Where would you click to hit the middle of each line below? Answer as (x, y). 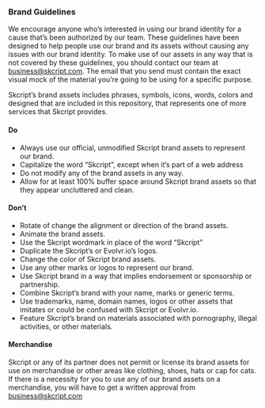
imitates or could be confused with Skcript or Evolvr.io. (109, 309)
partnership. (40, 284)
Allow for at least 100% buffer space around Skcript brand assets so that (138, 181)
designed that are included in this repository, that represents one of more (127, 103)
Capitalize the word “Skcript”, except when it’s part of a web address (131, 164)
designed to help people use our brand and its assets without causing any (129, 46)
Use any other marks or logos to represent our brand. (106, 267)
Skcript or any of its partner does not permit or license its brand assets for (129, 362)
